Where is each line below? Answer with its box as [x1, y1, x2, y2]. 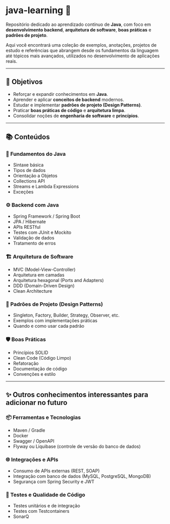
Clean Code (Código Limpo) [13, 355, 72, 361]
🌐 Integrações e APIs [6, 456, 59, 463]
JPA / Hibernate [13, 218, 46, 225]
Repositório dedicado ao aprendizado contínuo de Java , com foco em [6, 21, 151, 27]
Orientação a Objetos [13, 172, 58, 179]
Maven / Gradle [13, 427, 45, 433]
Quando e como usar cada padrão [13, 323, 85, 329]
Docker [13, 433, 29, 439]
